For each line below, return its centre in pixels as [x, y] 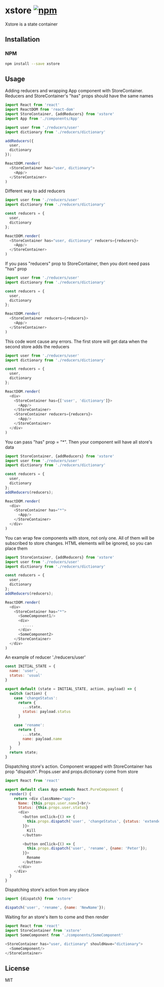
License [17, 968]
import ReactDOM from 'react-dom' [40, 110]
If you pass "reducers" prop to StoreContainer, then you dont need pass [77, 264]
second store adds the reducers [37, 346]
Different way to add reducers [35, 191]
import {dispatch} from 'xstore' [39, 899]
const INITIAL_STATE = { [30, 666]
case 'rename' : [29, 725]
